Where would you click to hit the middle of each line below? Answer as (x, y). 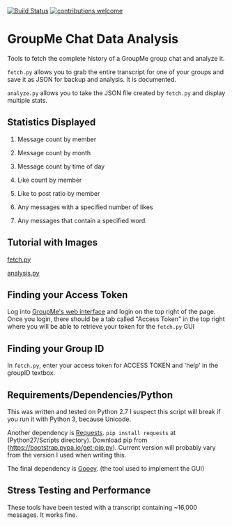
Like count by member (49, 180)
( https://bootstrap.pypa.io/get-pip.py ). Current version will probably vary (111, 447)
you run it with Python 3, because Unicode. (69, 419)
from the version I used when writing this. (67, 455)
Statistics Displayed (52, 122)
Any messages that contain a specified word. (82, 220)
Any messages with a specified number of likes (85, 207)
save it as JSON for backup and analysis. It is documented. (92, 79)
